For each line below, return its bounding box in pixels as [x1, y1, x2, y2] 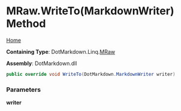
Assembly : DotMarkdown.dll [6, 60, 77, 67]
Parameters [6, 85, 41, 94]
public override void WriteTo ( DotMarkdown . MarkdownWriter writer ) [6, 71, 176, 77]
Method [6, 17, 46, 30]
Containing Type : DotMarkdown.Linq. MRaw [6, 48, 116, 55]
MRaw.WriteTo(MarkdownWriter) [6, 4, 174, 18]
